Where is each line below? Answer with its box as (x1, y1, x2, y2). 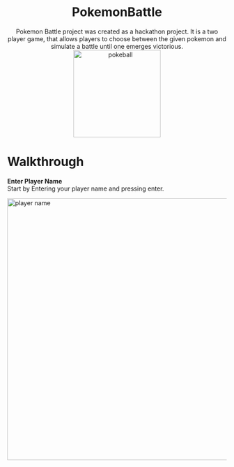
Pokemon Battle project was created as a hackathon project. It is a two (16, 27, 218, 36)
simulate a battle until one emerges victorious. (51, 42, 183, 50)
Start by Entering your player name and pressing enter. (7, 184, 164, 193)
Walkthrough (7, 154, 84, 170)
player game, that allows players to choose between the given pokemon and (8, 34, 226, 43)
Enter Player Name (7, 177, 63, 185)
